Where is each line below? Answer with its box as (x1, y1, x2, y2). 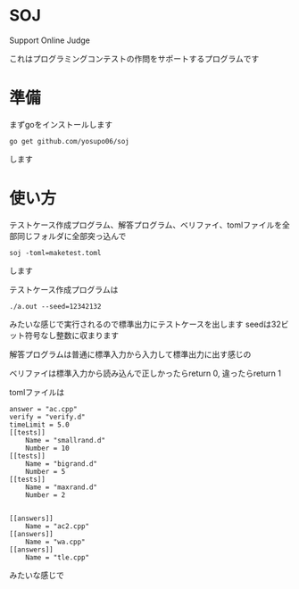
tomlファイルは (9, 386, 65, 397)
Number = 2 (25, 490, 66, 500)
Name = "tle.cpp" (25, 552, 90, 562)
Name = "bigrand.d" (25, 459, 98, 469)
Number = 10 (25, 444, 70, 452)
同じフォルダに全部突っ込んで (16, 230, 127, 241)
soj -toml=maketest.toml (9, 248, 102, 257)
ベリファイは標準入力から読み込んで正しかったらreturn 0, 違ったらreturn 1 (9, 368, 281, 378)
